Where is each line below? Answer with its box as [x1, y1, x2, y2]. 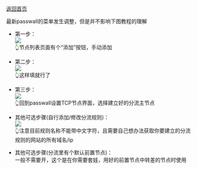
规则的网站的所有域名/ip [14, 136, 74, 144]
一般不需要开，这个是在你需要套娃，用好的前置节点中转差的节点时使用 [14, 157, 187, 163]
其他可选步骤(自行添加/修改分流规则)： [14, 114, 110, 120]
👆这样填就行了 [14, 72, 50, 78]
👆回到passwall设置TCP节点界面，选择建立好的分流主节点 [14, 100, 155, 106]
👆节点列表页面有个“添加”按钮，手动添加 [14, 44, 113, 50]
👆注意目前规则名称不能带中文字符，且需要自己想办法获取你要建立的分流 [14, 127, 191, 134]
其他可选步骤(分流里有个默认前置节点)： [14, 149, 113, 156]
